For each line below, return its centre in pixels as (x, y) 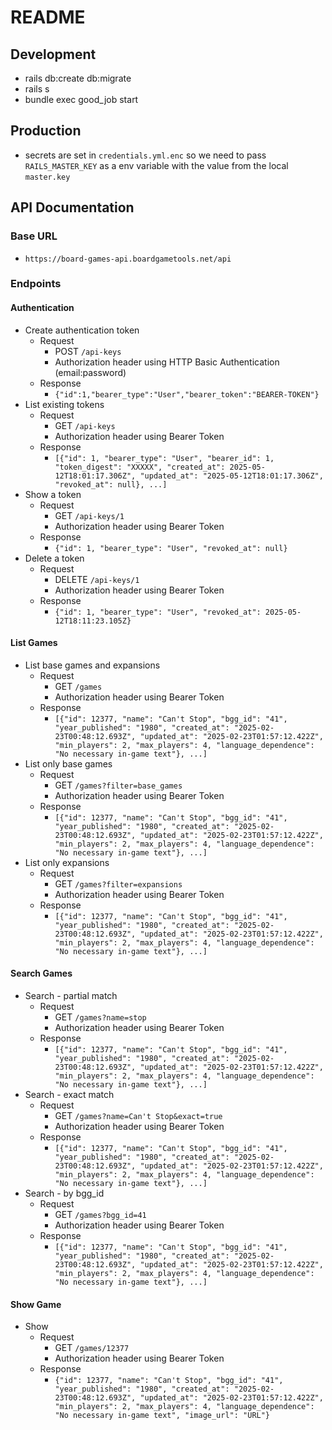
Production (46, 131)
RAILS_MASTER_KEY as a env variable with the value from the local (156, 165)
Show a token (53, 494)
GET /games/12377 (92, 1348)
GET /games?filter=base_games (118, 785)
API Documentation (72, 207)
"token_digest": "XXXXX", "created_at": (140, 467)
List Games (34, 643)
